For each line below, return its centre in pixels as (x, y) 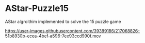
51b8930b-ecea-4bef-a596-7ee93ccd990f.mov (53, 36)
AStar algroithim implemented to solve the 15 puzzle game (63, 21)
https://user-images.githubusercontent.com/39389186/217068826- (72, 31)
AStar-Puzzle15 (37, 8)
